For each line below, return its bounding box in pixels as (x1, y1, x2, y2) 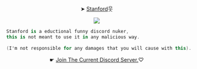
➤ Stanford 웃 (80, 5, 113, 12)
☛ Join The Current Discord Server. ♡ (49, 56, 144, 63)
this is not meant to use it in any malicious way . (6, 34, 140, 40)
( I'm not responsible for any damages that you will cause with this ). (6, 45, 192, 51)
